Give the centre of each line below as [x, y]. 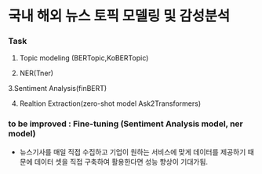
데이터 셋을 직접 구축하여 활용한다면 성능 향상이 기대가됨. [121, 161]
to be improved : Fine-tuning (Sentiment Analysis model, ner [126, 124]
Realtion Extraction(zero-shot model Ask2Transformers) [110, 103]
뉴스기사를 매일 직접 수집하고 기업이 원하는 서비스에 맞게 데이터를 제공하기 [133, 152]
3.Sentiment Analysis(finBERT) [58, 89]
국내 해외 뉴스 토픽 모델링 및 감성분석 [119, 16]
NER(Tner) [36, 73]
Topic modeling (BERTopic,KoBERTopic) [84, 58]
